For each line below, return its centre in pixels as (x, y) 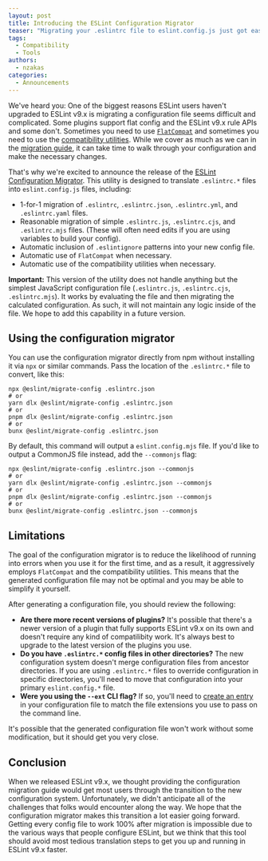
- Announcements (42, 82)
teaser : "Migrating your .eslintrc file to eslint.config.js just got (128, 30)
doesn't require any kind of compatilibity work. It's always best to (127, 637)
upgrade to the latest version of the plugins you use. (106, 645)
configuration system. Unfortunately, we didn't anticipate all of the (117, 798)
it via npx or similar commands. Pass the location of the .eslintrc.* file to (129, 366)
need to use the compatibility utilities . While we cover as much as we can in (132, 139)
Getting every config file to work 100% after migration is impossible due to (130, 823)
